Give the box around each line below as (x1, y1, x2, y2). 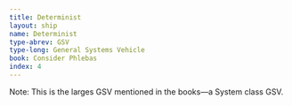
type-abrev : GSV (9, 37, 69, 47)
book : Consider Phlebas (9, 54, 98, 63)
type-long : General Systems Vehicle (9, 46, 145, 55)
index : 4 (9, 63, 42, 72)
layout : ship (9, 21, 58, 30)
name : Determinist (9, 29, 77, 38)
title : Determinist (9, 12, 82, 22)
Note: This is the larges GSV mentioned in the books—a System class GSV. (9, 86, 284, 97)
